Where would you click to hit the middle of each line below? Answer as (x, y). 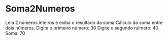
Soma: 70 (15, 33)
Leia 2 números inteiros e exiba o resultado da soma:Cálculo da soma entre (84, 22)
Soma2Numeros (40, 9)
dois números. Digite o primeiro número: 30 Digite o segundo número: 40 (82, 27)
